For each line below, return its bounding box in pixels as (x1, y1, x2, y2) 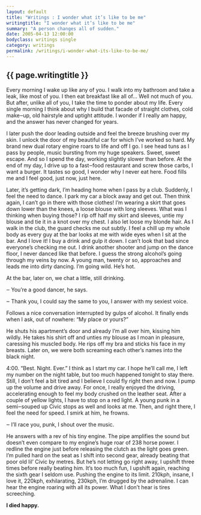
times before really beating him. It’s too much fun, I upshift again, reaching (6, 464, 190, 472)
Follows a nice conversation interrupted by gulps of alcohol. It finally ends (6, 309, 189, 316)
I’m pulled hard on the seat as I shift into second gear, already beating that (6, 451, 190, 459)
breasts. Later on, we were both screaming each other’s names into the (6, 346, 182, 353)
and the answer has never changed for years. (6, 118, 119, 125)
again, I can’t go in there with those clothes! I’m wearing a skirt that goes (6, 199, 186, 206)
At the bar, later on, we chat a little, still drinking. (6, 274, 125, 281)
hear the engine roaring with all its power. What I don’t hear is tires (6, 483, 170, 490)
